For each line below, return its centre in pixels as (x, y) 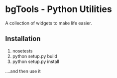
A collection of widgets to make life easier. (49, 23)
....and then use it (23, 71)
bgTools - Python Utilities (58, 9)
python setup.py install (36, 61)
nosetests (22, 50)
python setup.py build (35, 56)
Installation (23, 39)
